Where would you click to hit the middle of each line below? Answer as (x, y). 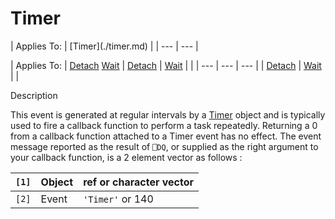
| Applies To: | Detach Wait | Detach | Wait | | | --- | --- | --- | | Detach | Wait (166, 65)
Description (34, 95)
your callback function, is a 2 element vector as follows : (126, 157)
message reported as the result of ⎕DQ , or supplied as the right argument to (164, 146)
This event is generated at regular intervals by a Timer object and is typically (168, 114)
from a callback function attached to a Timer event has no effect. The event (166, 136)
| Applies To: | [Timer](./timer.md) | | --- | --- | (104, 46)
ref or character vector (139, 182)
